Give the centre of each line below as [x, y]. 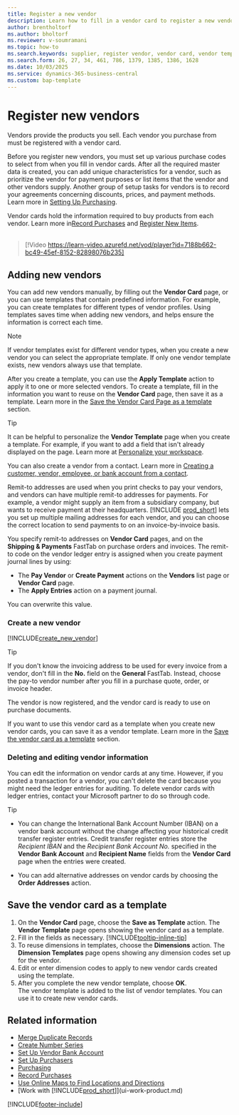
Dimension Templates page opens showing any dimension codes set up [124, 952]
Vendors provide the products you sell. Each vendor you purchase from [112, 135]
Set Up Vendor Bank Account [61, 1053]
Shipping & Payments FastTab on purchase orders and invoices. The [108, 547]
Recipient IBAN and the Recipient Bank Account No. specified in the [117, 846]
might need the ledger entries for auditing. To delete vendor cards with [111, 788]
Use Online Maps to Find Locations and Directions [91, 1083]
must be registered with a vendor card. [64, 143]
